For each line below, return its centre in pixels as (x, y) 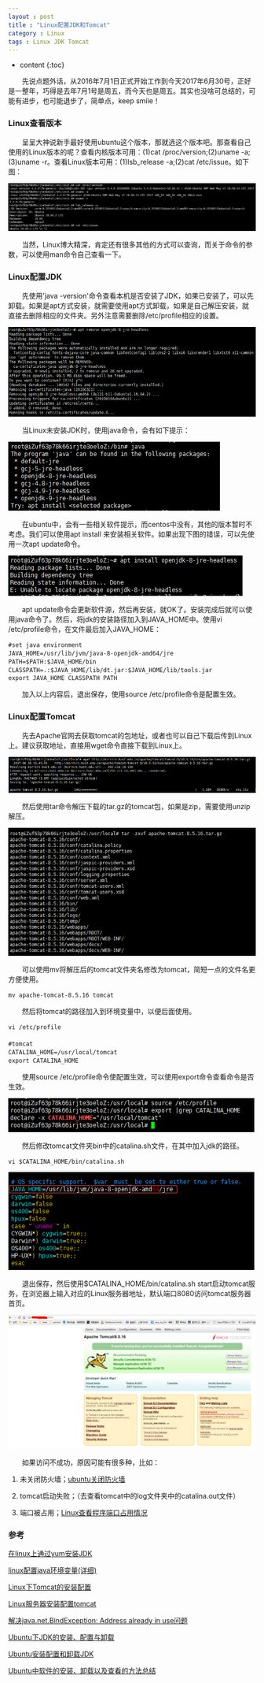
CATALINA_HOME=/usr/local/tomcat (63, 1052)
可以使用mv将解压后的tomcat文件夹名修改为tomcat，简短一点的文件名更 (139, 970)
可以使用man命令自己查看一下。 (73, 254)
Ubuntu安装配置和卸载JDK (51, 1654)
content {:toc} (42, 65)
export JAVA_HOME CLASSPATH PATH (63, 678)
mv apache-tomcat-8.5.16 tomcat (61, 996)
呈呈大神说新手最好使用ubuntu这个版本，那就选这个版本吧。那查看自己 (136, 142)
